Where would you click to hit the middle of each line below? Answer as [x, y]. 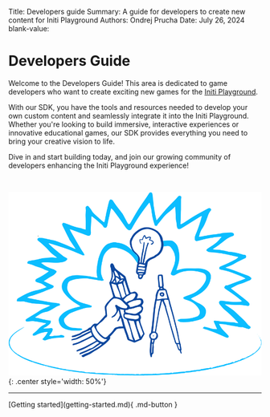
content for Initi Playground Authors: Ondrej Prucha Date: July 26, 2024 [127, 20]
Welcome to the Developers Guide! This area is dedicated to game [118, 83]
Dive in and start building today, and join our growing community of [120, 156]
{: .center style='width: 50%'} [57, 381]
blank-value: [29, 28]
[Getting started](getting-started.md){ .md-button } [93, 405]
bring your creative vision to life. [61, 141]
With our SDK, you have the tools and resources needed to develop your [128, 107]
